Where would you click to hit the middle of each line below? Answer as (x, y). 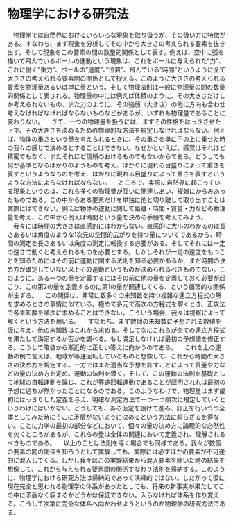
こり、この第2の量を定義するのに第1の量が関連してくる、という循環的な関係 (116, 286)
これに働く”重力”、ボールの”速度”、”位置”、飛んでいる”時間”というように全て (116, 69)
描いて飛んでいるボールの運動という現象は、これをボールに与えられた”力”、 (116, 60)
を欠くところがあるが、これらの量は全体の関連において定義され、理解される (116, 434)
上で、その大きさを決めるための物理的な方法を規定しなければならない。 (110, 130)
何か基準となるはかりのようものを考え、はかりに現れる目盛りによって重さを (116, 165)
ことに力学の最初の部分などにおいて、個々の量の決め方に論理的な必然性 (122, 425)
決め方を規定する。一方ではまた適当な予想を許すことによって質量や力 (119, 365)
